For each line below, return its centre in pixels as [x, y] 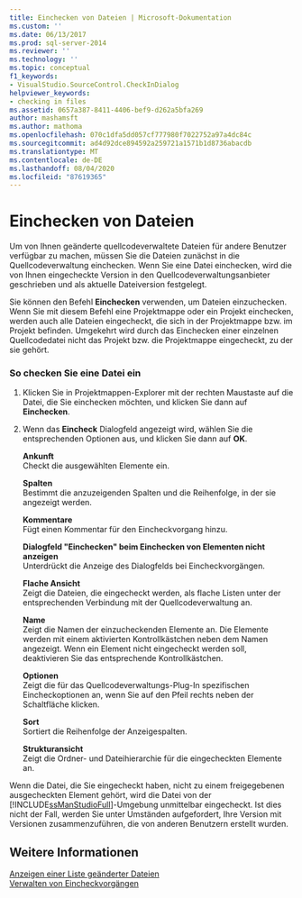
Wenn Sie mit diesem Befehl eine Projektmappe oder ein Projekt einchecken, [151, 312]
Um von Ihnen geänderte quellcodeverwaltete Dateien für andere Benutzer [148, 246]
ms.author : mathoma [46, 127]
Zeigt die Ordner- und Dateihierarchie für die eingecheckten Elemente [152, 758]
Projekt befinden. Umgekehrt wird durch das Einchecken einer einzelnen [144, 331]
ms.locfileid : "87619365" [58, 177]
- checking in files [48, 101]
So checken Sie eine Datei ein [75, 373]
